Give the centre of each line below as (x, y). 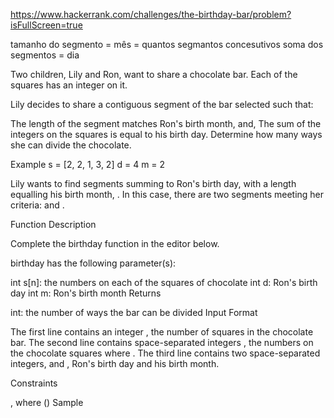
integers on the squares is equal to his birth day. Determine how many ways (166, 134)
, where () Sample (47, 402)
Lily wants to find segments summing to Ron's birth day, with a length (153, 183)
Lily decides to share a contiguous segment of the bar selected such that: (162, 104)
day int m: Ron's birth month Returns (86, 293)
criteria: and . (37, 205)
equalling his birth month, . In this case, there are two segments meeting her (167, 194)
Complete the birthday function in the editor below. (115, 243)
